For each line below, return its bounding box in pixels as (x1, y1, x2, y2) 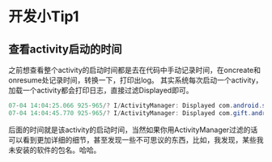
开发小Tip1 (8, 7, 79, 26)
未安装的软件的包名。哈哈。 (8, 145, 101, 155)
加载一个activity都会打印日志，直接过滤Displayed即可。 (8, 86, 193, 95)
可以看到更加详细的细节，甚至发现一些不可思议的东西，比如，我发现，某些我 (8, 134, 264, 144)
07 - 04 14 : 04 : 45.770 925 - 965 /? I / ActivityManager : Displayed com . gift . (8, 109, 252, 117)
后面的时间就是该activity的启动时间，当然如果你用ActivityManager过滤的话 (8, 125, 258, 134)
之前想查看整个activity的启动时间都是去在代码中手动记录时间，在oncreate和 (8, 66, 261, 75)
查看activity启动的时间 (8, 42, 123, 56)
